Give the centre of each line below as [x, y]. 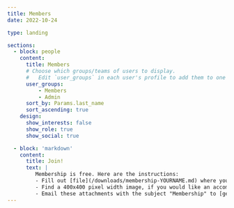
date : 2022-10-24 [32, 20]
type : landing [28, 33]
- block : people [37, 52]
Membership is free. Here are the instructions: [107, 175]
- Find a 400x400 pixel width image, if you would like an [123, 187]
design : [31, 117]
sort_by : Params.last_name [65, 104]
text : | [37, 168]
